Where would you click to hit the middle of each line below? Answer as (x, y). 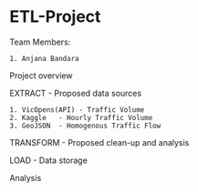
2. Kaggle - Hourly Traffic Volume (81, 117)
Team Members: (40, 42)
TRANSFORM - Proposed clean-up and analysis (99, 142)
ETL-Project (55, 17)
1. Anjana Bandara (44, 58)
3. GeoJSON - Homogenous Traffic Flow (85, 126)
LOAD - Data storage (49, 160)
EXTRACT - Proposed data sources (76, 93)
